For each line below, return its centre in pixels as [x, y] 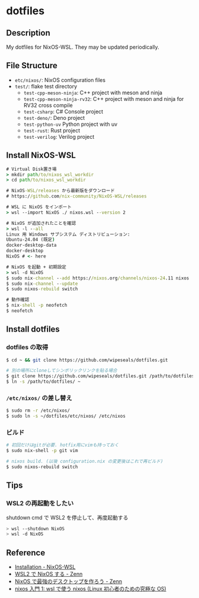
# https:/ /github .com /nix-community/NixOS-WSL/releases [76, 196]
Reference [26, 553]
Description [28, 33]
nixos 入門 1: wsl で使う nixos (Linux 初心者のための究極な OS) [91, 589]
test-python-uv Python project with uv [70, 124]
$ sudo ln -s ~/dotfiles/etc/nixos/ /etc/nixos [66, 416]
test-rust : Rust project [52, 130]
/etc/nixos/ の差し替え [39, 397]
